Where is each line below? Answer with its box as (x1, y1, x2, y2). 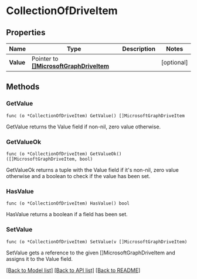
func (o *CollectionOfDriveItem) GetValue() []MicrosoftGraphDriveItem (6, 113, 185, 118)
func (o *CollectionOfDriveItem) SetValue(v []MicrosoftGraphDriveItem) (6, 239, 188, 244)
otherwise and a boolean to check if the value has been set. (6, 172, 151, 179)
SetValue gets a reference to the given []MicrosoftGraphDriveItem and (6, 249, 176, 256)
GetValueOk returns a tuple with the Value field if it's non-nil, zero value (6, 166, 179, 173)
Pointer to (31, 55, 59, 63)
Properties (6, 28, 46, 38)
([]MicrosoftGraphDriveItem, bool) (6, 156, 93, 162)
